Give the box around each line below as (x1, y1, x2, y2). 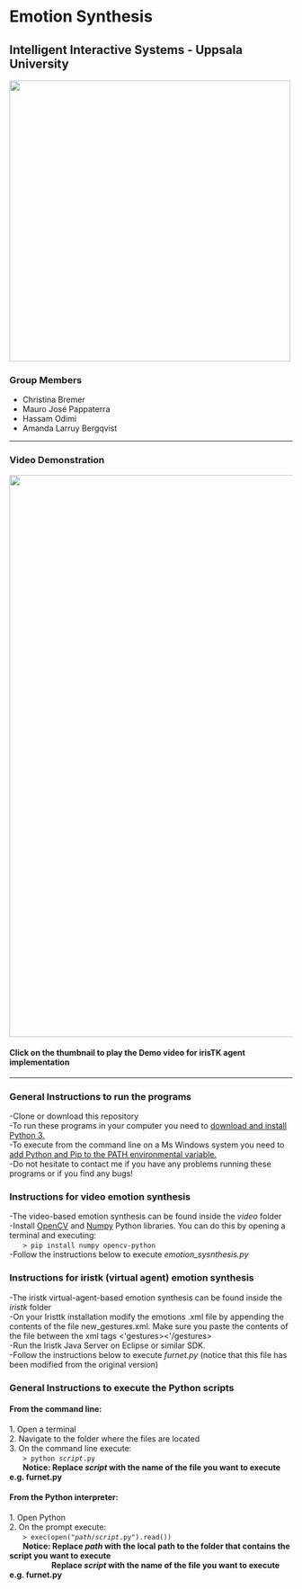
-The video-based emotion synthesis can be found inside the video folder (9, 1211, 282, 1222)
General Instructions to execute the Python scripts (9, 1381, 235, 1394)
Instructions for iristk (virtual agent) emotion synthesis (9, 1272, 254, 1284)
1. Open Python (9, 1513, 66, 1523)
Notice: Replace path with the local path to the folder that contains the (22, 1540, 290, 1552)
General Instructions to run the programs (9, 1090, 191, 1102)
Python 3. (9, 1130, 45, 1141)
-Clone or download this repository (9, 1111, 139, 1121)
